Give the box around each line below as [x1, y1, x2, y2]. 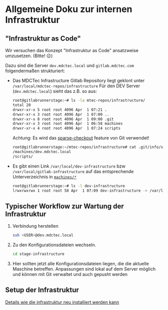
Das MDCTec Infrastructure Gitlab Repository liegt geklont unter [12, 78, 145, 83]
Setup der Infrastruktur [5, 286, 79, 294]
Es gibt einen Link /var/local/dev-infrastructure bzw [12, 163, 126, 169]
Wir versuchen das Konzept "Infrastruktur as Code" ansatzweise [5, 48, 139, 53]
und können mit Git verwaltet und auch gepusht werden [12, 271, 128, 277]
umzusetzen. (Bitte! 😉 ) [5, 53, 53, 59]
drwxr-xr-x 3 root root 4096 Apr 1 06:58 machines [12, 121, 123, 126]
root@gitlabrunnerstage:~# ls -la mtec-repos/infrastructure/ [12, 98, 145, 103]
